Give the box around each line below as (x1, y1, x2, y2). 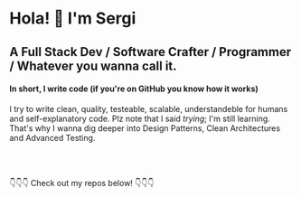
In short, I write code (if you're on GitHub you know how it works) (9, 83, 259, 94)
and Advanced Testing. (9, 132, 96, 143)
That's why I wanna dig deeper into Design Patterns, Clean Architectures (9, 122, 281, 134)
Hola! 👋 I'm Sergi (9, 8, 136, 29)
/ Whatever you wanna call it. (9, 58, 178, 73)
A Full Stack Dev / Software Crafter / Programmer (9, 44, 292, 60)
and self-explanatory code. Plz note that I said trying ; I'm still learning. (9, 113, 271, 124)
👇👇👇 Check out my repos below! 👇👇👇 (9, 177, 155, 188)
